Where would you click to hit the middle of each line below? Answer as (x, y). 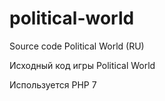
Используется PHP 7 (53, 84)
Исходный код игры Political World (82, 65)
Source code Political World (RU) (77, 46)
